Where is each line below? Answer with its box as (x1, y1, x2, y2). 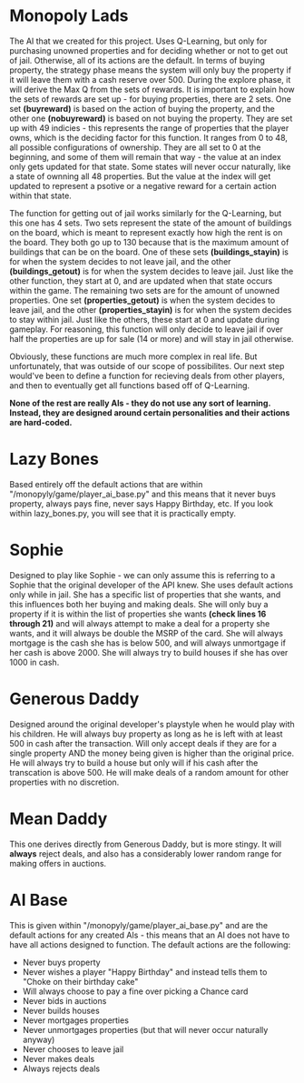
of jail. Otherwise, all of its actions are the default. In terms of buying (9, 55, 266, 65)
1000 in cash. (9, 657, 60, 667)
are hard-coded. (9, 416, 73, 427)
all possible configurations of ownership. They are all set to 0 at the (9, 142, 261, 153)
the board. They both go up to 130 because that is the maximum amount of (9, 236, 289, 247)
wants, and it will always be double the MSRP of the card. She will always (9, 627, 284, 638)
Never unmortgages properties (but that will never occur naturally (22, 1024, 269, 1035)
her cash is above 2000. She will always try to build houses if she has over (9, 647, 289, 657)
